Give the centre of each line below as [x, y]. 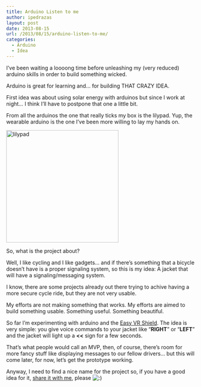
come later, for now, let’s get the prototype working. [70, 359]
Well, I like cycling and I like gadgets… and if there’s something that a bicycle [100, 262]
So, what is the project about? [43, 251]
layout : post [22, 23]
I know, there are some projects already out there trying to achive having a [98, 287]
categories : [21, 40]
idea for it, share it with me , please [49, 377]
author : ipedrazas [29, 17]
